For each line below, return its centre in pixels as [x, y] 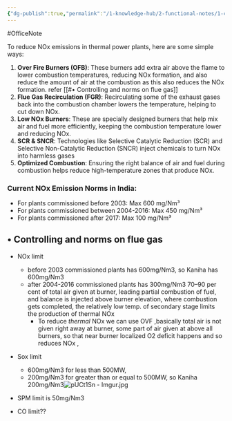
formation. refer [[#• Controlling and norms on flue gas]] [97, 89]
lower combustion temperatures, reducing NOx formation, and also [112, 75]
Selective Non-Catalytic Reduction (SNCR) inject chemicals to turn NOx [119, 148]
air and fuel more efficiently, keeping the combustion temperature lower [119, 126]
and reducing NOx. [44, 133]
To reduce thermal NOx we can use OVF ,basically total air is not [129, 321]
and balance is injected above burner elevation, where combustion [122, 299]
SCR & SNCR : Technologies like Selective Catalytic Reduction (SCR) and [120, 141]
